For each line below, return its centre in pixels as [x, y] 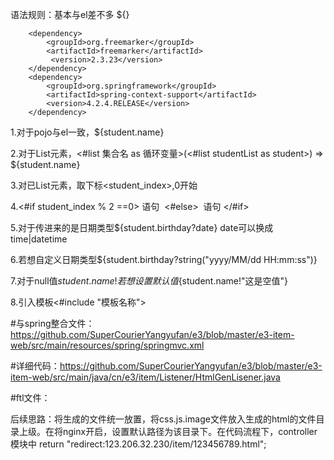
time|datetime [39, 239]
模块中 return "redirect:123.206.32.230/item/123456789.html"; [138, 444]
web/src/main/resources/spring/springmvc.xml [107, 345]
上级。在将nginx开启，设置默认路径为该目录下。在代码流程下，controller [168, 431]
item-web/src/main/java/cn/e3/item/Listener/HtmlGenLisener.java [145, 377]
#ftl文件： [30, 397]
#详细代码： [35, 366]
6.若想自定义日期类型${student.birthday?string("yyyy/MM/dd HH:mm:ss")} [164, 259]
